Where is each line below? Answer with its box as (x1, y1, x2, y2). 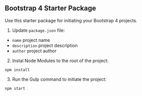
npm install (5, 67, 30, 72)
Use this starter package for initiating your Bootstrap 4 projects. (5, 17, 137, 23)
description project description (12, 42, 78, 49)
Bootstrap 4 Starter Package (5, 4, 97, 13)
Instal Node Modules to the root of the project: (12, 58, 109, 64)
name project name (12, 37, 51, 43)
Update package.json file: (12, 27, 65, 33)
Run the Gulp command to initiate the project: (12, 76, 107, 82)
